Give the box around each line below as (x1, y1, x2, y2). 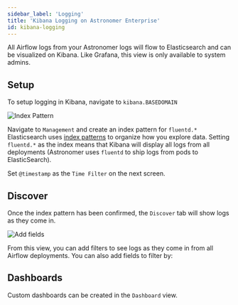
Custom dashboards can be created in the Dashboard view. (7, 291, 178, 299)
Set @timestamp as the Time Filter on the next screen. (7, 169, 166, 178)
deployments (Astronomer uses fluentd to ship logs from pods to (7, 148, 199, 156)
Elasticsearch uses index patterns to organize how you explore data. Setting (7, 133, 229, 141)
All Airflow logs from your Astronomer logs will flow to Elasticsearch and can (7, 43, 232, 52)
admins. (7, 58, 31, 67)
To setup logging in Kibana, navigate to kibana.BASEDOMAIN (7, 97, 178, 107)
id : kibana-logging (7, 23, 65, 31)
